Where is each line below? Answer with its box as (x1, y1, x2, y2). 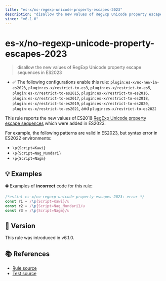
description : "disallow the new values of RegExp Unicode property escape (5, 12, 163, 17)
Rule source (12, 265, 37, 271)
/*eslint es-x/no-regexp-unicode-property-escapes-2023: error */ (5, 194, 145, 200)
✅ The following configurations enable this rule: (12, 79, 110, 85)
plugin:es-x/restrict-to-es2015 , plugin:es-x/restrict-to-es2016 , (12, 90, 149, 96)
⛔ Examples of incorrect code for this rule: (5, 183, 93, 189)
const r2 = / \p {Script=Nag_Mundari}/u (5, 203, 85, 209)
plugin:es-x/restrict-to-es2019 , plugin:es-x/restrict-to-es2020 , (12, 101, 149, 106)
